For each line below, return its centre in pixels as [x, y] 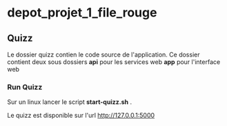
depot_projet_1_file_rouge [82, 13]
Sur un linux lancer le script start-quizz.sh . [70, 102]
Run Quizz [25, 87]
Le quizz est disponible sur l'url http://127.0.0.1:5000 [81, 116]
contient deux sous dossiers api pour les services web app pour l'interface [114, 62]
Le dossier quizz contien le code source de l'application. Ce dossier [103, 54]
